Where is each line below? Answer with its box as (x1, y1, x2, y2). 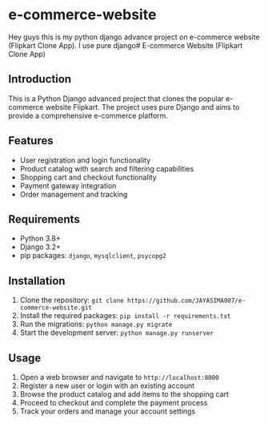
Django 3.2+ (19, 242, 62, 252)
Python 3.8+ (19, 234, 62, 244)
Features (8, 134, 54, 147)
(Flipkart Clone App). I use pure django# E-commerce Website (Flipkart (8, 40, 243, 50)
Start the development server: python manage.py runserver (19, 328, 214, 337)
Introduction (8, 72, 72, 86)
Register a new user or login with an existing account (19, 381, 195, 390)
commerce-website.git (19, 304, 92, 312)
